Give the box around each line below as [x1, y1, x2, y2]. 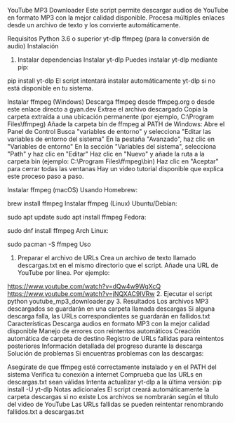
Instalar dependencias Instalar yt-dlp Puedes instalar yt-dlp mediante [17, 55, 218, 64]
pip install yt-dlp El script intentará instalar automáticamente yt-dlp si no [7, 76, 216, 85]
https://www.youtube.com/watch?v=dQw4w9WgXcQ [7, 282, 161, 290]
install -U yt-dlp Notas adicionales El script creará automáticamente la [7, 385, 210, 394]
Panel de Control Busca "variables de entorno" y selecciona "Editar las [7, 128, 212, 135]
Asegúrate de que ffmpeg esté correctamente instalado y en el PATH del [7, 363, 217, 371]
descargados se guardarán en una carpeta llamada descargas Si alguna [7, 304, 215, 313]
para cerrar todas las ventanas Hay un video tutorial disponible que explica [7, 165, 224, 173]
